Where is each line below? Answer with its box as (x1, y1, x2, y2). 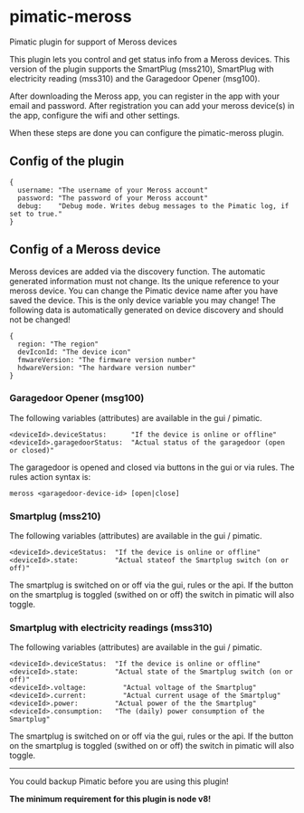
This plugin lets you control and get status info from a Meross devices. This (9, 53, 290, 64)
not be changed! (9, 314, 71, 325)
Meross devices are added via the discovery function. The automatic (9, 265, 266, 277)
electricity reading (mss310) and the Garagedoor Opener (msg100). (9, 72, 261, 83)
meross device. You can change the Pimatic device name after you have (9, 285, 279, 296)
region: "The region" (17, 340, 100, 349)
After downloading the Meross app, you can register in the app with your (9, 91, 280, 101)
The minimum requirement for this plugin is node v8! (9, 794, 212, 805)
